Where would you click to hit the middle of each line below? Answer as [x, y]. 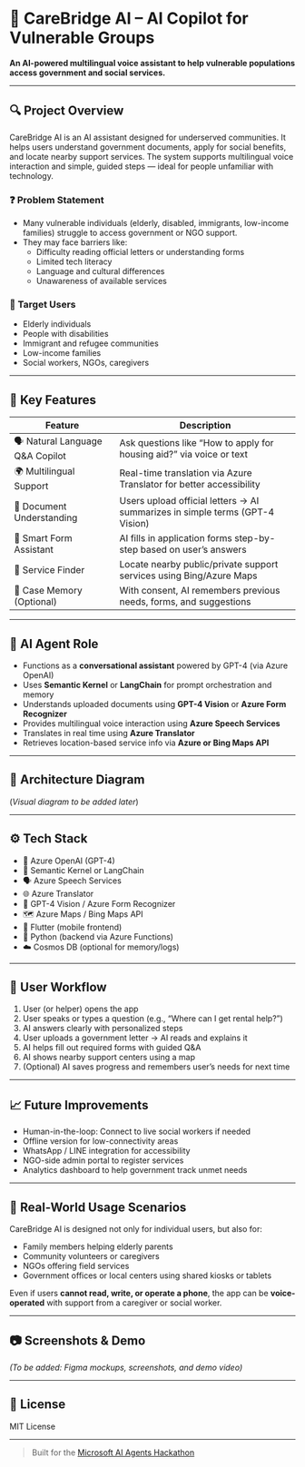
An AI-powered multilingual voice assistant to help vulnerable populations [152, 63]
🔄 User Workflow [58, 987]
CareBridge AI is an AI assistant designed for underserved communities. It [148, 137]
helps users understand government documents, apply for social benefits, [148, 147]
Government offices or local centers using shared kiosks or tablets [147, 1275]
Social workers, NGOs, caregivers [86, 363]
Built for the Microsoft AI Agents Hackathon [113, 1452]
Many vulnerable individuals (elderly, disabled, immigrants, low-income [155, 223]
